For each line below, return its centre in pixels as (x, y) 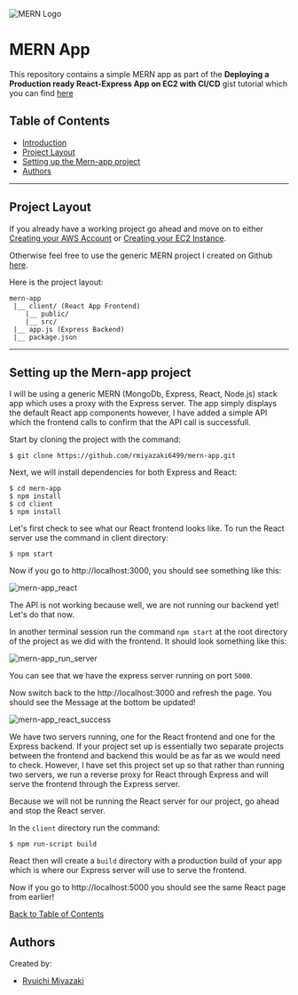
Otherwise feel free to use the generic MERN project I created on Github (141, 255)
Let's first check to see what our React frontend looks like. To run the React (147, 528)
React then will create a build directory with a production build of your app (145, 861)
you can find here (41, 92)
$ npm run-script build (53, 845)
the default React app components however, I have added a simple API (138, 413)
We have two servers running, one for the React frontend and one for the (142, 737)
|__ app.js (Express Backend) (69, 329)
